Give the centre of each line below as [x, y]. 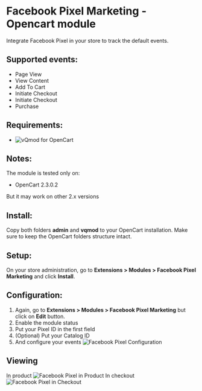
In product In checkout [70, 375]
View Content [32, 80]
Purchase [27, 106]
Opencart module [51, 24]
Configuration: [34, 295]
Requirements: [35, 125]
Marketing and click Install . [41, 276]
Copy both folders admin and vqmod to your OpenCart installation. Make [97, 230]
